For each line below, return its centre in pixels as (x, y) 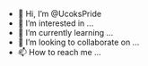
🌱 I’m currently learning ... (65, 33)
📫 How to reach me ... (59, 52)
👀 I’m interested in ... (56, 23)
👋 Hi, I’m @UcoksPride (59, 14)
